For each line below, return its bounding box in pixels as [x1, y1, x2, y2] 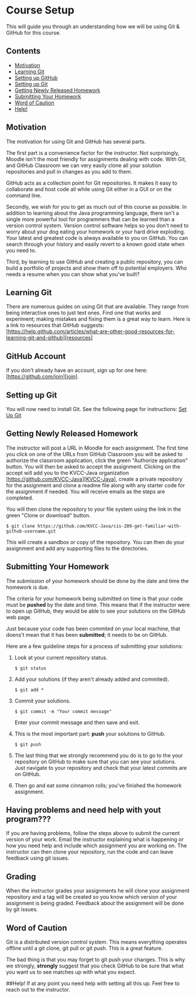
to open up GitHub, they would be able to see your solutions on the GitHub [6, 607, 186, 615]
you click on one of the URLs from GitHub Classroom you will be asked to [6, 450, 183, 457]
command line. [6, 192, 42, 199]
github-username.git [6, 528, 57, 534]
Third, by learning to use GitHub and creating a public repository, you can [6, 258, 183, 265]
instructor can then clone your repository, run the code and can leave [6, 848, 174, 856]
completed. [6, 494, 33, 501]
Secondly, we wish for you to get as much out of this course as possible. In [6, 203, 187, 210]
